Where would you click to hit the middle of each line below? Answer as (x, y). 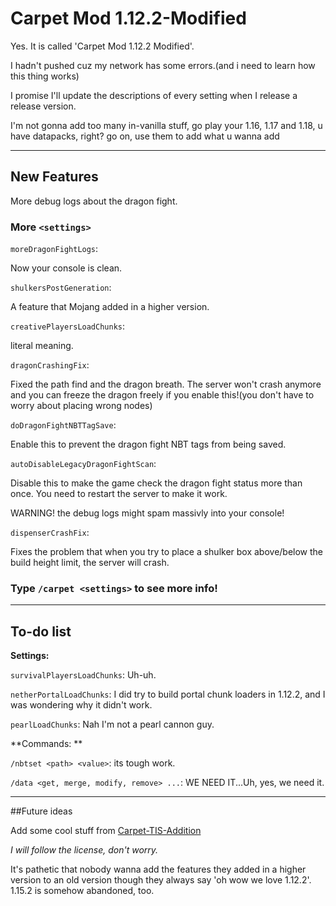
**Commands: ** (46, 744)
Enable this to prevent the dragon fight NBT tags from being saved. (148, 444)
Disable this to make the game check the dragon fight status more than (156, 483)
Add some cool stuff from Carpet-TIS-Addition (106, 831)
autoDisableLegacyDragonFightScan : (83, 464)
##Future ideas (41, 811)
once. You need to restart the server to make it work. (119, 494)
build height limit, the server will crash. (90, 563)
